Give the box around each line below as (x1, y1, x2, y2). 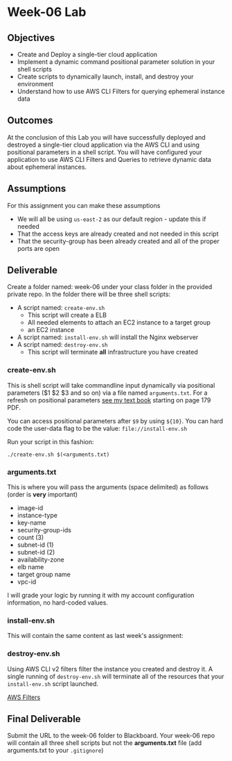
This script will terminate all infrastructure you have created (27, 348, 199, 357)
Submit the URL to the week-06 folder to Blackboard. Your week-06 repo (7, 731, 215, 740)
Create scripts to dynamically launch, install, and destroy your (17, 72, 194, 81)
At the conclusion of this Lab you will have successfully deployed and (7, 133, 206, 141)
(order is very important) (7, 491, 78, 499)
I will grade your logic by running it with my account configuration (7, 591, 195, 600)
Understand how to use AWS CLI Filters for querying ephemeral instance (17, 88, 225, 95)
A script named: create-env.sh (17, 304, 105, 312)
